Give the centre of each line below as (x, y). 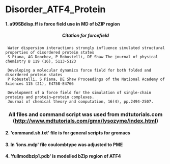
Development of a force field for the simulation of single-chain (79, 92)
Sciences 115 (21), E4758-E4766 (39, 84)
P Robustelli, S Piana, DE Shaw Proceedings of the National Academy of (86, 79)
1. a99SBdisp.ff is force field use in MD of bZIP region (63, 24)
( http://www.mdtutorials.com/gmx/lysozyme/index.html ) (86, 121)
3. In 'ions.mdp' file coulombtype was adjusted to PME (64, 145)
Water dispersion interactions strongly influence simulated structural (86, 48)
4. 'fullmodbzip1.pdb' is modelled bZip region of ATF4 (63, 156)
